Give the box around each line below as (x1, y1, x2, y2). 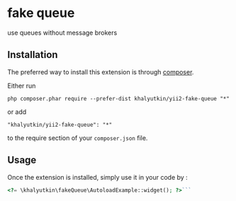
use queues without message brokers (7, 28, 118, 37)
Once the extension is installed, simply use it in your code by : (7, 173, 188, 181)
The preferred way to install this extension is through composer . (7, 67, 194, 76)
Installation (7, 49, 58, 61)
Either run (7, 81, 36, 90)
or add (7, 108, 27, 116)
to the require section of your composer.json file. (7, 133, 148, 142)
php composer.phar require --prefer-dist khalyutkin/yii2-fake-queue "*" (7, 95, 230, 102)
